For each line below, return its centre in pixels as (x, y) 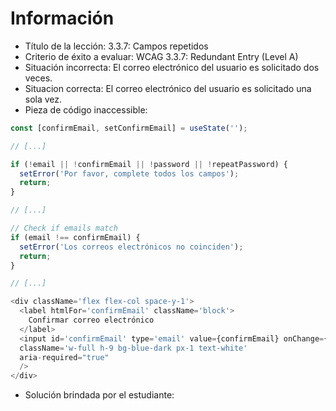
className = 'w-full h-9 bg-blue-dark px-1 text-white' (133, 348)
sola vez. (43, 99)
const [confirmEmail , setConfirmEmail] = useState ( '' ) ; (129, 128)
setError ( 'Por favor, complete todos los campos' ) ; (129, 173)
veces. (38, 78)
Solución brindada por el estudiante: (99, 395)
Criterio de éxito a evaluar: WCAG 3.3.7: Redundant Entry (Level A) (161, 56)
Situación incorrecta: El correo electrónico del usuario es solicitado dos (172, 67)
